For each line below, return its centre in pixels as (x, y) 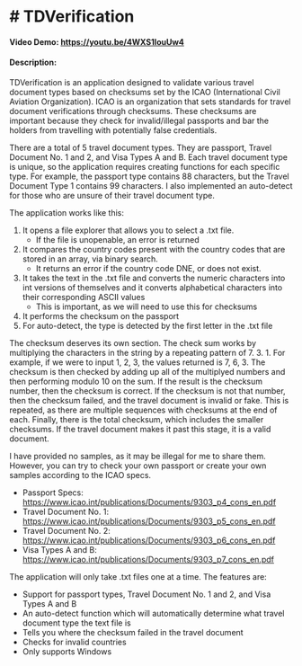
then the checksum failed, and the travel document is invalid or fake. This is (149, 400)
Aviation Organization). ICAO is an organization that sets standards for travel (150, 102)
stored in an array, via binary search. (90, 259)
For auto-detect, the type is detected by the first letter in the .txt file (147, 325)
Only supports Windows (67, 651)
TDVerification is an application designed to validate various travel (132, 82)
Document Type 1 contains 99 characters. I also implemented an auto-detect (151, 185)
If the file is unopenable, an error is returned (117, 239)
